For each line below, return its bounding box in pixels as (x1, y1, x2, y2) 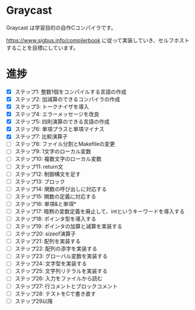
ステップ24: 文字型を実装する (14, 260, 87, 267)
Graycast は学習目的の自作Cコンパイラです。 (6, 24, 117, 31)
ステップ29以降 (14, 297, 54, 305)
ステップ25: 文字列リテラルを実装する (14, 268, 108, 275)
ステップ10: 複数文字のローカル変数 (14, 156, 102, 163)
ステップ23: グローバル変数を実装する (14, 253, 108, 260)
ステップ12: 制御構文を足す (14, 170, 81, 178)
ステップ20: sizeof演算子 (14, 230, 76, 237)
